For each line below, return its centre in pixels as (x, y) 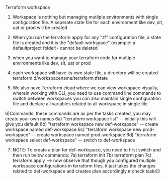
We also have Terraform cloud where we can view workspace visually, (85, 88)
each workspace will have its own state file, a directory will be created (85, 73)
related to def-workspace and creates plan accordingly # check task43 (86, 171)
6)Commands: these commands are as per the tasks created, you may (78, 113)
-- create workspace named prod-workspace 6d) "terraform (94, 135)
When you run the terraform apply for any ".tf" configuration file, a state (87, 37)
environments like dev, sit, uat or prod (52, 63)
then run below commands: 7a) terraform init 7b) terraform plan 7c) (82, 155)
